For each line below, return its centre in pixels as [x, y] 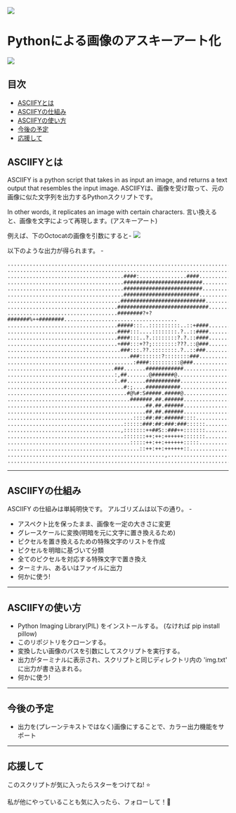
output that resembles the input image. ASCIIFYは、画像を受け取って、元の [116, 188]
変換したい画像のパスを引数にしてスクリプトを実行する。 [100, 651]
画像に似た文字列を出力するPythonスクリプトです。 [82, 196]
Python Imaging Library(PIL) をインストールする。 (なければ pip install [118, 626]
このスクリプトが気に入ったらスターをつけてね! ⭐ [79, 784]
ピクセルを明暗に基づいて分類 [60, 550]
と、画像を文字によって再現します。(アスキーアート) [83, 220]
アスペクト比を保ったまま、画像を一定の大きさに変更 [94, 524]
